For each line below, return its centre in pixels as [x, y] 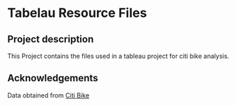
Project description [51, 39]
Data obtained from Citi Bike [49, 95]
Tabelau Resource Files [77, 13]
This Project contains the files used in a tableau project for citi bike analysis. [118, 56]
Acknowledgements [53, 78]
